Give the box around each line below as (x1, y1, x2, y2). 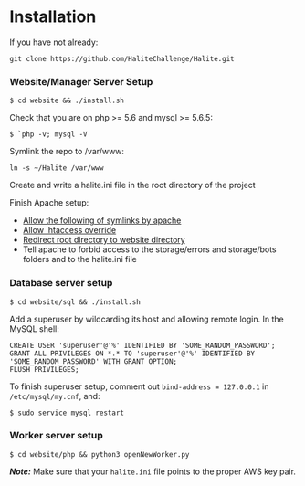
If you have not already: (9, 37, 99, 48)
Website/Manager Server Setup (9, 75, 153, 88)
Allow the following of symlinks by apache (22, 215, 182, 226)
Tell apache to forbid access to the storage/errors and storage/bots (22, 244, 277, 255)
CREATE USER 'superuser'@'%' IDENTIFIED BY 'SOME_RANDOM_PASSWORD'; (9, 341, 276, 350)
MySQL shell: (9, 322, 59, 334)
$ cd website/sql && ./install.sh (9, 297, 142, 307)
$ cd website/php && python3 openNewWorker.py (9, 449, 190, 459)
